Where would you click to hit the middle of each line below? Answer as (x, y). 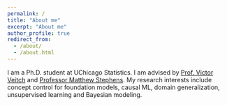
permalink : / (26, 14)
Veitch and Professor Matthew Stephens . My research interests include (110, 79)
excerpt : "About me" (37, 26)
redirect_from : (29, 40)
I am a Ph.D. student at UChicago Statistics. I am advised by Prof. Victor (110, 72)
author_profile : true (39, 33)
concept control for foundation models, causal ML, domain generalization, (113, 87)
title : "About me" (34, 20)
